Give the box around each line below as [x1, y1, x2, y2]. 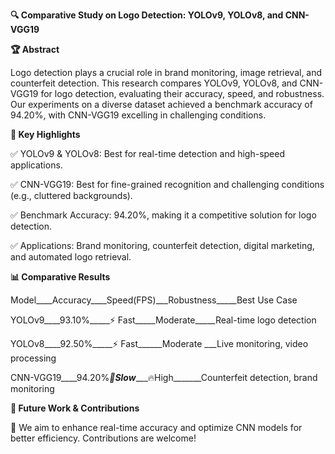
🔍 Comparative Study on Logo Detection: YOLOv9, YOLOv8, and [10, 9, 284, 21]
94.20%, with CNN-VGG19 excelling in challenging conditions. [10, 109, 267, 121]
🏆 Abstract [10, 44, 60, 55]
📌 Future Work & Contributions [10, 402, 140, 414]
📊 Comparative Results [10, 271, 111, 283]
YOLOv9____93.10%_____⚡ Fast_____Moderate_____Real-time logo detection [10, 314, 317, 326]
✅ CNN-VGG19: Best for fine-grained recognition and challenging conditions [10, 179, 325, 190]
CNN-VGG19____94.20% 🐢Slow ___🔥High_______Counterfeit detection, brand [10, 372, 318, 383]
